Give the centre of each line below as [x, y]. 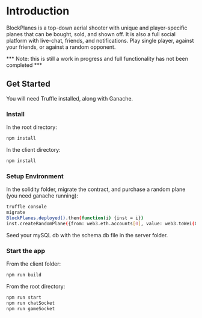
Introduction [38, 11]
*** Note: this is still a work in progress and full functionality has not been [97, 58]
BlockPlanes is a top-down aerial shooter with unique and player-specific [97, 28]
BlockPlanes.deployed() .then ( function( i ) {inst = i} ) [75, 218]
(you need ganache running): [42, 196]
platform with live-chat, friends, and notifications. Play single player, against [100, 40]
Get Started [28, 84]
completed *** [24, 65]
